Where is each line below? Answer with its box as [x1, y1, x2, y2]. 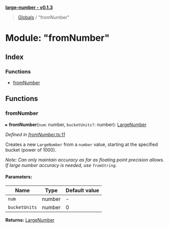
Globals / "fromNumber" [17, 14, 70, 20]
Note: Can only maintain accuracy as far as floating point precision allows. [5, 156, 164, 163]
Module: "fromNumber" [5, 32, 110, 44]
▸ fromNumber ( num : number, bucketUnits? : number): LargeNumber [5, 121, 147, 128]
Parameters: [5, 174, 32, 180]
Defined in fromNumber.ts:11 [5, 131, 65, 137]
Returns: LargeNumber [5, 217, 55, 223]
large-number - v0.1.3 [5, 5, 53, 10]
